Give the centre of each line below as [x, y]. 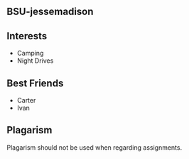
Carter [26, 101]
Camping [30, 53]
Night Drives [35, 61]
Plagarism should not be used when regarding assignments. [94, 147]
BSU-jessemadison [50, 12]
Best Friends [35, 83]
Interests [27, 36]
